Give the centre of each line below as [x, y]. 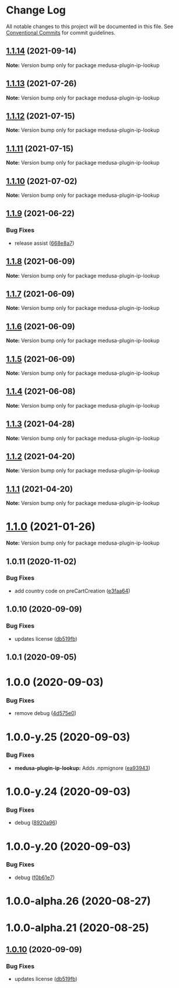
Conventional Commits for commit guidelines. [61, 32]
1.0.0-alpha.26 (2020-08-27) [78, 901]
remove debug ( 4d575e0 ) [45, 713]
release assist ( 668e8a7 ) [44, 243]
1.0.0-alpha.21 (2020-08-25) [78, 928]
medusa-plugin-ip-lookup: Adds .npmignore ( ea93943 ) [82, 768]
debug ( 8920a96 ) [36, 823]
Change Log [36, 10]
